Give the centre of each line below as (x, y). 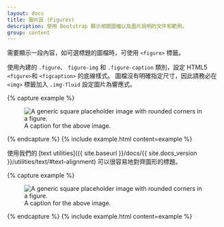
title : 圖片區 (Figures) (41, 20)
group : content (29, 32)
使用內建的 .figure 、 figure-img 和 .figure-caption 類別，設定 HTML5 (108, 67)
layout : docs (26, 13)
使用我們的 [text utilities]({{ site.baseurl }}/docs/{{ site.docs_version (102, 153)
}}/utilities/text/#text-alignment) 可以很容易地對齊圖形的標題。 (95, 162)
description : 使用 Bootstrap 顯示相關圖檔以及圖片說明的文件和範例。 (97, 26)
